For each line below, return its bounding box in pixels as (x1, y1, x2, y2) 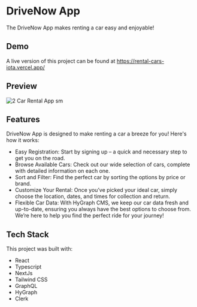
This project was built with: (6, 245, 73, 252)
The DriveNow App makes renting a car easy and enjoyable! (6, 24, 154, 31)
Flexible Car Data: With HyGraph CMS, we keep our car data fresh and (14, 199, 189, 206)
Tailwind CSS (14, 276, 48, 283)
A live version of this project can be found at (6, 57, 116, 64)
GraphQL (14, 282, 38, 290)
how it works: (6, 137, 40, 144)
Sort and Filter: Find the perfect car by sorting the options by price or (14, 174, 186, 181)
